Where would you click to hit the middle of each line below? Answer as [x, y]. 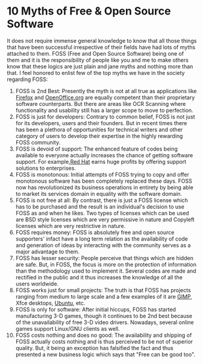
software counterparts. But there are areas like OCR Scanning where [101, 103]
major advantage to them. [48, 252]
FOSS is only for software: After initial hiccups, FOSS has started [96, 309]
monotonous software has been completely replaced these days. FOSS [104, 181]
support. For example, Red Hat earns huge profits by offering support [101, 161]
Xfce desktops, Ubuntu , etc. [50, 303]
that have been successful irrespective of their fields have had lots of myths [101, 47]
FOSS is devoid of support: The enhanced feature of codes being [97, 149]
